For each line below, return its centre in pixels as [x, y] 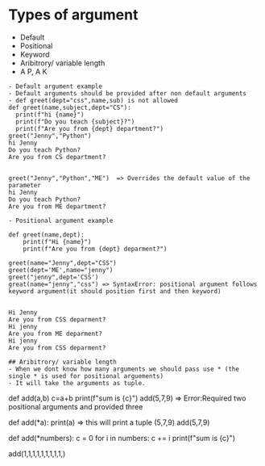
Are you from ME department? [57, 206]
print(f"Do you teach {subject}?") [75, 122]
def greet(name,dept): [46, 235]
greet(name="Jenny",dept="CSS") [62, 263]
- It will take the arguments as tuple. [77, 383]
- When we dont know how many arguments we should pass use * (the [124, 369]
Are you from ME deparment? [56, 334]
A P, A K [33, 71]
